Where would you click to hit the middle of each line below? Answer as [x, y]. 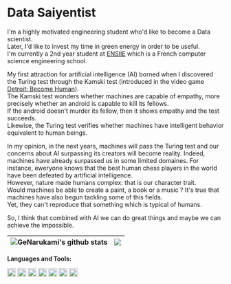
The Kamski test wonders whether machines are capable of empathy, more [113, 96]
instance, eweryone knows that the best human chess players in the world [112, 168]
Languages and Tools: [40, 259]
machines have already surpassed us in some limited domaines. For [103, 160]
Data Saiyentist [52, 13]
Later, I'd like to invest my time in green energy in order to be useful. [104, 46]
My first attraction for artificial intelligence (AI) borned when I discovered [110, 74]
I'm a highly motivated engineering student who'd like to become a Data [109, 32]
